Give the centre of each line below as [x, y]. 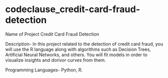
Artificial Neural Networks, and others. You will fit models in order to [76, 55]
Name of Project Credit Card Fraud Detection [52, 34]
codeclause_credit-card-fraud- [73, 9]
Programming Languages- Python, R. [44, 70]
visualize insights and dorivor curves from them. [56, 60]
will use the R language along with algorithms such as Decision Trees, [78, 49]
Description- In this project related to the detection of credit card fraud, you [84, 44]
